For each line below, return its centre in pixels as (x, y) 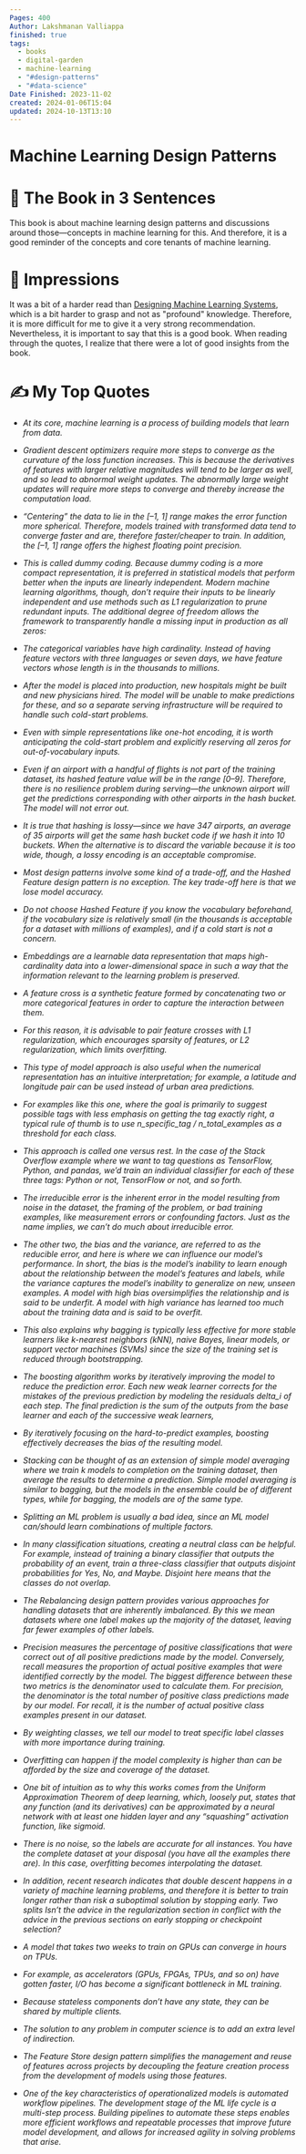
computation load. (57, 499)
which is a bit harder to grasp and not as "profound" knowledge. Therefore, (151, 314)
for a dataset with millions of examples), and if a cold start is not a (148, 929)
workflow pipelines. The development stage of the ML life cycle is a (149, 2103)
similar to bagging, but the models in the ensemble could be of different (157, 1489)
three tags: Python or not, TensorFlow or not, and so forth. (133, 1180)
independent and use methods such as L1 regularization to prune (145, 602)
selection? (42, 1930)
